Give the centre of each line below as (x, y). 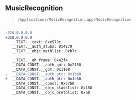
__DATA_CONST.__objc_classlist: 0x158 (52, 88)
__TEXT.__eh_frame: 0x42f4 (40, 60)
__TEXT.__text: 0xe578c (36, 42)
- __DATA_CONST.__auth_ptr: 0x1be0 (43, 74)
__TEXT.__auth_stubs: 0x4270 (42, 47)
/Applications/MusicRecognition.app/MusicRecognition (74, 19)
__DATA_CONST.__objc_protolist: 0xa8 (51, 93)
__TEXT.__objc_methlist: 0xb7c (44, 51)
